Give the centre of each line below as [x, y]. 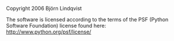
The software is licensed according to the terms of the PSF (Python [87, 19]
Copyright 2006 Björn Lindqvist [44, 8]
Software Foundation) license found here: [56, 26]
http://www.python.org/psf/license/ [49, 32]
